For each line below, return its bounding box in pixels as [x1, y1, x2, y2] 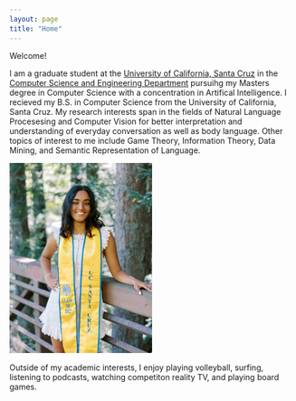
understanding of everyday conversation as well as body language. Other [9, 125, 283, 136]
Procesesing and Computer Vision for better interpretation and [9, 116, 243, 127]
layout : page [9, 14, 59, 24]
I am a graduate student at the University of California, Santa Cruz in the [9, 68, 279, 79]
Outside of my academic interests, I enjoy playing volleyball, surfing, [9, 362, 264, 373]
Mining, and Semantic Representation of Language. [9, 145, 201, 156]
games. [9, 381, 38, 392]
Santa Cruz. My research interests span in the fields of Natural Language [9, 106, 282, 117]
